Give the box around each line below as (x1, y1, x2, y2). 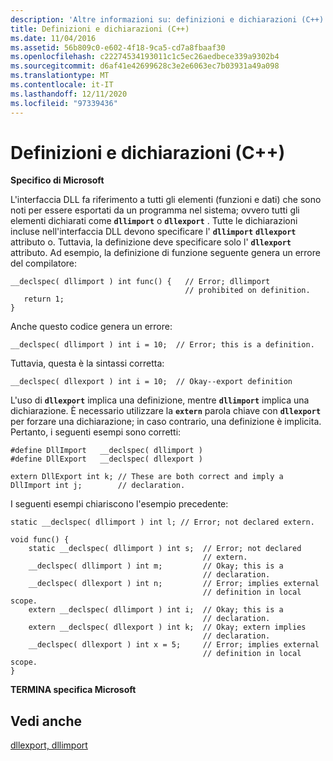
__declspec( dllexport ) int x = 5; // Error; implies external (28, 640, 320, 650)
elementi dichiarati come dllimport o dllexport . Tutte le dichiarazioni (10, 215, 298, 227)
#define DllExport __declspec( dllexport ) (10, 454, 203, 465)
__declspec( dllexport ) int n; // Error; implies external (28, 579, 320, 589)
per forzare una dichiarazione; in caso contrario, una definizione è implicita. (10, 416, 322, 428)
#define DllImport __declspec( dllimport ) (10, 446, 203, 456)
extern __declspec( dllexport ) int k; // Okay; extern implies (28, 622, 307, 633)
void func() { (10, 535, 70, 545)
